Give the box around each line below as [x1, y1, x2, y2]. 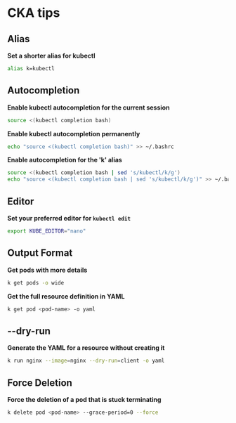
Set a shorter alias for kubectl [7, 51, 96, 60]
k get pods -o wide [7, 279, 65, 286]
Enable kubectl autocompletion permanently [7, 129, 140, 138]
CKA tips [7, 5, 60, 21]
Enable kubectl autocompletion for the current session [7, 103, 170, 112]
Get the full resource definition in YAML [7, 292, 125, 300]
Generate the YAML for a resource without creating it [7, 344, 165, 352]
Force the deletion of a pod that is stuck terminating [7, 395, 162, 403]
